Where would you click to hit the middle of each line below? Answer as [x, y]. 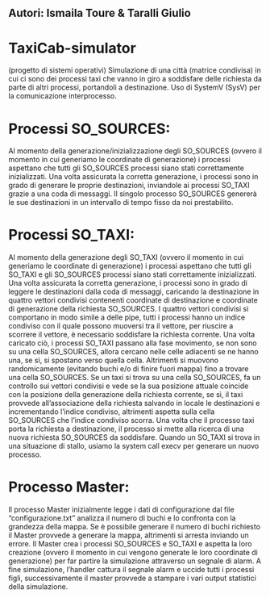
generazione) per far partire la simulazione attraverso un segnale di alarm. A [135, 561]
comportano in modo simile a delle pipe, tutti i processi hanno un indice [127, 317]
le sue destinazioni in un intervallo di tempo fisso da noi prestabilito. [121, 203]
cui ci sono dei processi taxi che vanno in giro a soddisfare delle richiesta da [135, 79]
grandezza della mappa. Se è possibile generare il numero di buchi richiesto [134, 527]
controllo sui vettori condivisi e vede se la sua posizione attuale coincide [129, 386]
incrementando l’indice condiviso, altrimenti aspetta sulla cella [112, 412]
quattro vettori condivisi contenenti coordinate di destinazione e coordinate [133, 300]
